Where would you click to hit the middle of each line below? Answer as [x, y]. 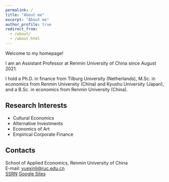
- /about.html [25, 39]
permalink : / [19, 10]
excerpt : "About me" [27, 19]
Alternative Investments [38, 123]
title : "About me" [25, 15]
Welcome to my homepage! [34, 53]
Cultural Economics [33, 118]
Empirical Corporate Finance [43, 134]
